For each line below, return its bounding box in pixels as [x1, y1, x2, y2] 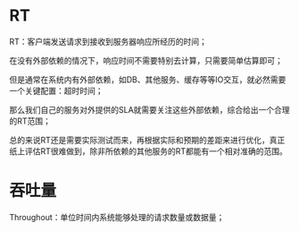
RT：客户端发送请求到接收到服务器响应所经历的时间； [9, 36, 208, 47]
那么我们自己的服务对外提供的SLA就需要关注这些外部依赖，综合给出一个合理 [9, 104, 290, 115]
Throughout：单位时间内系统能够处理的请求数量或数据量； [9, 211, 225, 222]
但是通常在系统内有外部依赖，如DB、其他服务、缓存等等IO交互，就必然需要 [9, 73, 287, 85]
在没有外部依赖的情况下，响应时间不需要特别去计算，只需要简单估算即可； [9, 55, 283, 65]
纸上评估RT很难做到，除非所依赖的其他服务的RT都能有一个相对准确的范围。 [9, 145, 288, 157]
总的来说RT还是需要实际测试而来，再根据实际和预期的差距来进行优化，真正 [9, 134, 286, 145]
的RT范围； [9, 115, 52, 126]
